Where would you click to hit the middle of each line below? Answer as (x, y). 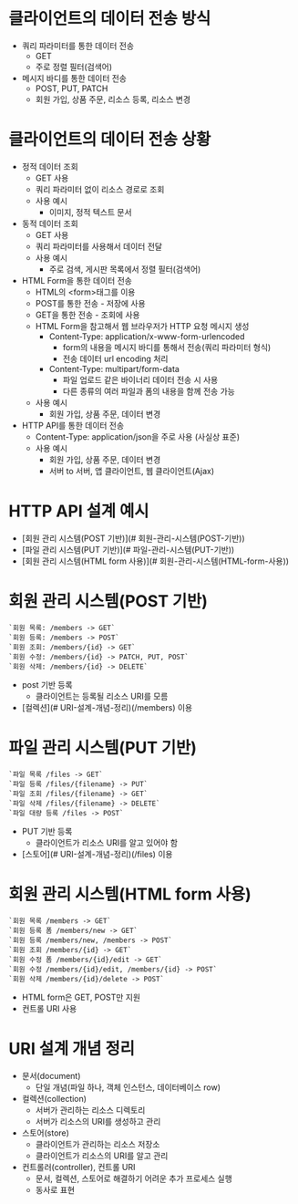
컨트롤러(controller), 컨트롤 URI (78, 1167)
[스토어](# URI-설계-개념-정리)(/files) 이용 (97, 854)
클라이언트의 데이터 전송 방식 (110, 19)
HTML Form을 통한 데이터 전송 (77, 280)
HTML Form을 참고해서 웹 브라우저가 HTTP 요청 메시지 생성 (142, 326)
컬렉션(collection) (54, 1098)
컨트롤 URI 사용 (49, 1008)
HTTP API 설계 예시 (79, 511)
